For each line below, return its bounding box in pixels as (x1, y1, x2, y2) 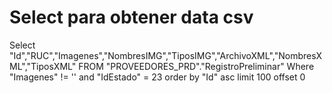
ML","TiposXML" (9, 60, 77, 72)
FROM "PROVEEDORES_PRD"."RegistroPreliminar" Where (78, 60, 315, 72)
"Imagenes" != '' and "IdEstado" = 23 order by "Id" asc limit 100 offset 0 (9, 71, 306, 83)
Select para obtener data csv (9, 6, 254, 29)
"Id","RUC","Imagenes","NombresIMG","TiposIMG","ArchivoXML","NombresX (9, 49, 323, 61)
